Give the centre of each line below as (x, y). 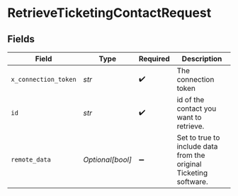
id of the (191, 100)
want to (189, 117)
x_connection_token (44, 79)
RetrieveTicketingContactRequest (109, 13)
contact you (197, 109)
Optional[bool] (108, 160)
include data (197, 146)
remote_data (31, 160)
